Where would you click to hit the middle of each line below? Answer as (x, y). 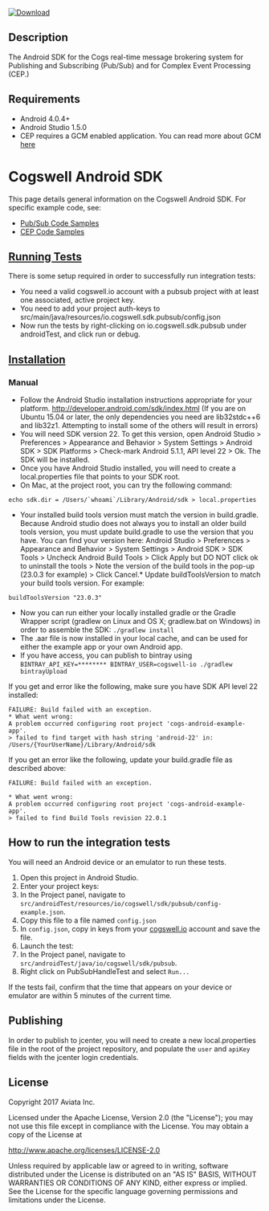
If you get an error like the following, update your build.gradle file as (120, 760)
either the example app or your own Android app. (101, 647)
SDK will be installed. (55, 460)
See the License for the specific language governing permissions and (123, 1191)
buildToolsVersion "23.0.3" (55, 598)
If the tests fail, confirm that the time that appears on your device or (120, 987)
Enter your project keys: (59, 886)
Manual (23, 382)
